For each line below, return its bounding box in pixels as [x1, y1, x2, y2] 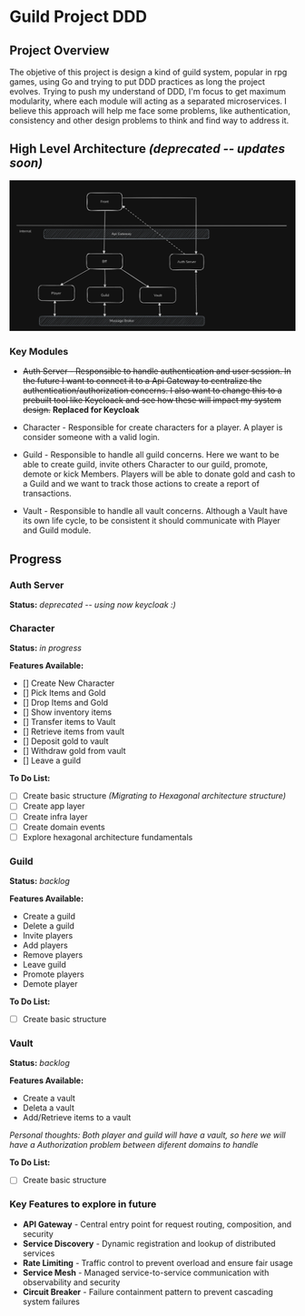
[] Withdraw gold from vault [22, 746, 126, 757]
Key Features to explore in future [9, 1198, 157, 1211]
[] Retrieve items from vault [22, 726, 125, 738]
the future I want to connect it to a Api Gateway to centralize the [22, 376, 262, 387]
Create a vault [22, 1093, 75, 1104]
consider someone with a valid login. [22, 432, 161, 443]
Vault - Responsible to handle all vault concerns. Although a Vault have [22, 506, 288, 517]
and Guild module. [22, 525, 92, 536]
